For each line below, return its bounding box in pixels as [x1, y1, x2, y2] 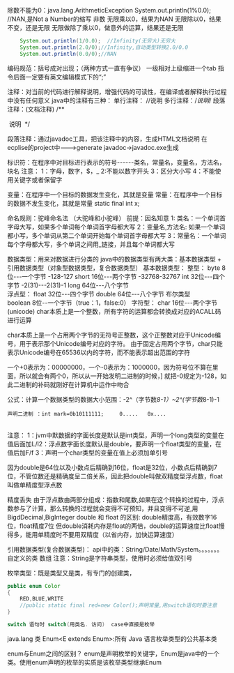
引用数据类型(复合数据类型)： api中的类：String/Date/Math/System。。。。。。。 [7, 545, 224, 553]
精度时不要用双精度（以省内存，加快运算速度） [43, 530, 178, 538]
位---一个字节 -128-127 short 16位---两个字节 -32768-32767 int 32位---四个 [7, 272, 225, 280]
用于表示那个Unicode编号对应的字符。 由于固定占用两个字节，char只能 [19, 339, 223, 347]
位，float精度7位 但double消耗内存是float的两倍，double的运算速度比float [7, 522, 219, 530]
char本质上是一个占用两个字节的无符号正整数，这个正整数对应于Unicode [7, 331, 215, 339]
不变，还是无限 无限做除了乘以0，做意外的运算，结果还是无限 [7, 24, 184, 31]
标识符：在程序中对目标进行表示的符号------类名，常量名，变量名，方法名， [7, 158, 226, 166]
